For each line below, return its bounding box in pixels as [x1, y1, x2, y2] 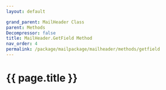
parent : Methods [6, 25, 45, 30]
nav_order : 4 [6, 41, 38, 47]
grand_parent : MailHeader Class [6, 19, 84, 25]
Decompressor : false [6, 30, 56, 36]
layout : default [6, 8, 45, 15]
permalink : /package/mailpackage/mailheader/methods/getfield [6, 46, 160, 53]
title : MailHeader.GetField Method [6, 36, 93, 41]
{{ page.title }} [6, 71, 78, 85]
